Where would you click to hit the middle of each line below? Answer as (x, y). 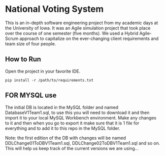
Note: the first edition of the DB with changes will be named (66, 138)
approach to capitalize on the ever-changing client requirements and (89, 39)
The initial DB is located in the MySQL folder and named (62, 107)
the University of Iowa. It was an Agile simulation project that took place (78, 28)
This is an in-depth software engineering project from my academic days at (82, 23)
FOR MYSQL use (31, 96)
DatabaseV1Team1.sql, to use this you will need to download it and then (77, 113)
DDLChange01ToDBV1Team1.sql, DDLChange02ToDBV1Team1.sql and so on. (82, 143)
